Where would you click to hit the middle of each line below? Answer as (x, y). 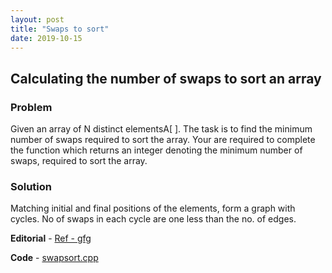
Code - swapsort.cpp (54, 258)
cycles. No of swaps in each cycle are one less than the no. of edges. (153, 219)
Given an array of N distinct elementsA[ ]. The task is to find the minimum (161, 129)
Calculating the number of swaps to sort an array (166, 78)
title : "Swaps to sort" (60, 29)
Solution (31, 186)
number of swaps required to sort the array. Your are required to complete (163, 140)
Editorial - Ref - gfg (51, 238)
